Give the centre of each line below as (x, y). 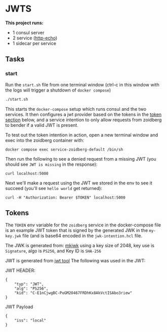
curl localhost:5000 (27, 173)
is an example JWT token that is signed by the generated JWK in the (77, 230)
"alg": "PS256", (32, 289)
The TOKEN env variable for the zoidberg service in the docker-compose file (83, 225)
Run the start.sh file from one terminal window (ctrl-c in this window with (82, 84)
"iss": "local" (30, 321)
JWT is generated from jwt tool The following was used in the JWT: (75, 261)
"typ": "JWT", (29, 284)
